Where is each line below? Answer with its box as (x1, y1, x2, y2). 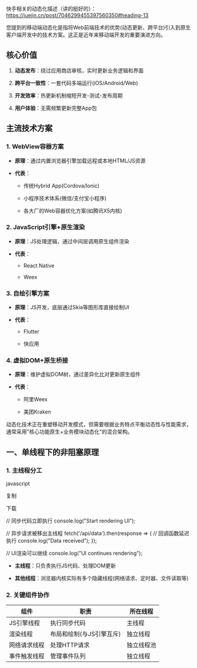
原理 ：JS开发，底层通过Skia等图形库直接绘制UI (14, 304, 129, 311)
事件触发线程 (9, 652, 45, 660)
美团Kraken (23, 408, 51, 415)
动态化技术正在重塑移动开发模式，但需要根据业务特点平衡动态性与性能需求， (6, 421, 192, 428)
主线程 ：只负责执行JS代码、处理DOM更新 (14, 562, 116, 570)
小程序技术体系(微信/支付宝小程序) (23, 194, 107, 201)
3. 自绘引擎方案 (6, 289, 50, 297)
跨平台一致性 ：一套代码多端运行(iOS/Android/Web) (14, 79, 138, 87)
